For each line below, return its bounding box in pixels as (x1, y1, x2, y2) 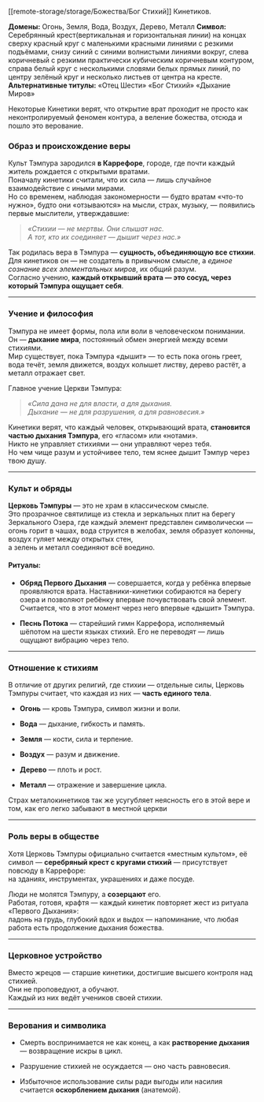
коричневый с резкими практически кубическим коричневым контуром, (8, 55, 255, 65)
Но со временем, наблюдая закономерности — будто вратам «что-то (8, 192, 244, 202)
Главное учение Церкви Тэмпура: (8, 383, 123, 393)
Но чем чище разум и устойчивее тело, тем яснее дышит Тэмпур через (8, 447, 250, 456)
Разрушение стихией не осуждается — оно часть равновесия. (19, 1062, 231, 1071)
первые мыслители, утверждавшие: (8, 209, 130, 218)
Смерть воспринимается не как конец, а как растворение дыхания (19, 1038, 250, 1048)
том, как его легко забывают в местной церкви (8, 804, 167, 813)
